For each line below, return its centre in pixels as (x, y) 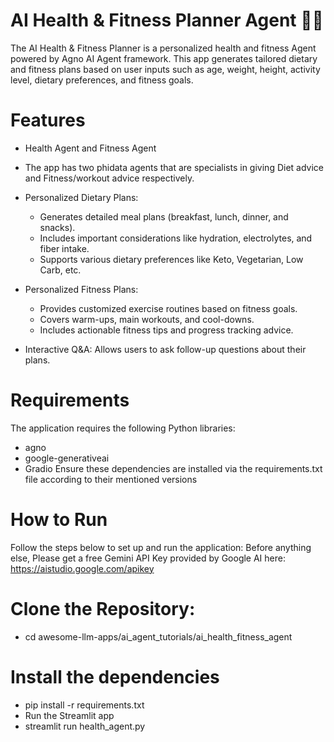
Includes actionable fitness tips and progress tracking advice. (166, 330)
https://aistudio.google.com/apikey (82, 568)
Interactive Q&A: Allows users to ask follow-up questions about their (165, 349)
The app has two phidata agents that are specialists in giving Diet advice (174, 167)
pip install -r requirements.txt (84, 705)
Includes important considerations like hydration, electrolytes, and (176, 238)
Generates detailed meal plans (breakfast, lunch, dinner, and (164, 216)
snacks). (57, 227)
